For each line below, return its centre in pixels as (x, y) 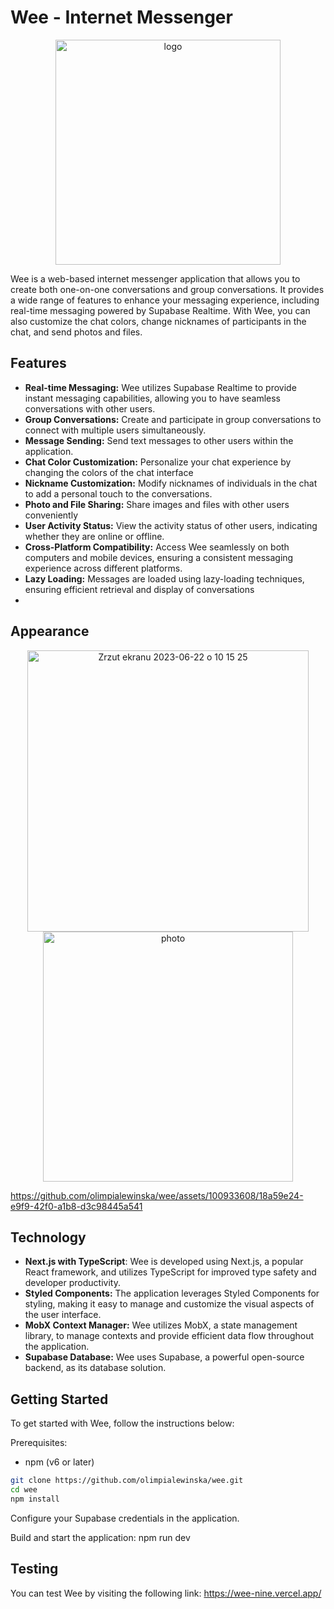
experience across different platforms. (103, 568)
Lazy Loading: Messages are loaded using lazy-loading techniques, (164, 578)
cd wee (24, 1490)
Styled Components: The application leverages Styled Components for (172, 1293)
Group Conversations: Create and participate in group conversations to (173, 419)
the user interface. (63, 1315)
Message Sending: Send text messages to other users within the (159, 440)
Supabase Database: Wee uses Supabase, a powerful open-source (164, 1357)
